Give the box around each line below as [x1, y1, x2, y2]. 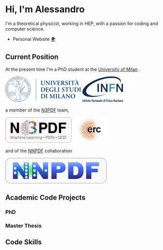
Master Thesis [5, 222, 42, 229]
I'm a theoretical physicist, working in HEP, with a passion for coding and [5, 20, 158, 26]
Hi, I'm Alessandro [5, 4, 85, 15]
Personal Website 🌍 [12, 36, 56, 42]
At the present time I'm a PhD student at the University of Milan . [5, 66, 141, 72]
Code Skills [5, 238, 42, 246]
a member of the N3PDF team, [5, 107, 70, 113]
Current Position [5, 52, 59, 62]
